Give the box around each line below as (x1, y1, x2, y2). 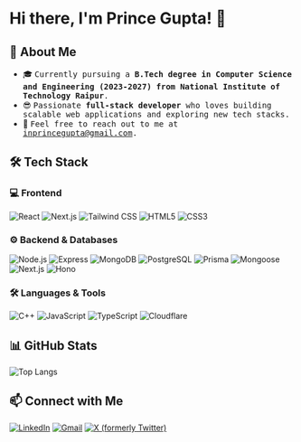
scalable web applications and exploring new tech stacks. (22, 109, 290, 119)
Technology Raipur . (22, 90, 109, 100)
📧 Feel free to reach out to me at (22, 118, 179, 129)
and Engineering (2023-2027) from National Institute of (22, 81, 280, 91)
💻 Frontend (9, 187, 62, 200)
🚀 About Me (9, 44, 77, 60)
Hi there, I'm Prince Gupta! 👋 (9, 8, 227, 29)
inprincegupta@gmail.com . (22, 128, 138, 138)
